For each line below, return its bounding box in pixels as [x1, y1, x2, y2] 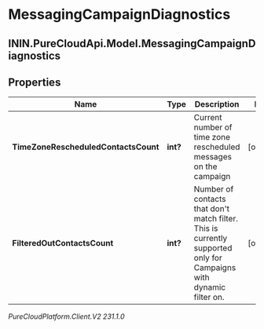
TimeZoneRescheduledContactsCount [12, 141, 159, 152]
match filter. [193, 214, 238, 225]
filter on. [193, 292, 225, 303]
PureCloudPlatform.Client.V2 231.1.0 [8, 312, 125, 321]
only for [193, 253, 222, 264]
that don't [193, 203, 230, 214]
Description [194, 99, 240, 110]
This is [193, 223, 218, 234]
